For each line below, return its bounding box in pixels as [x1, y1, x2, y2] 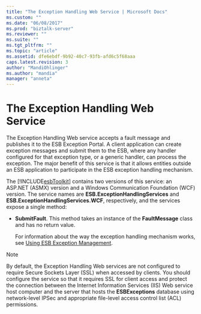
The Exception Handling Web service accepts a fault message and [6, 134, 171, 142]
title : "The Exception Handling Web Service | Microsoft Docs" [6, 8, 168, 15]
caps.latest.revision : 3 [6, 59, 68, 65]
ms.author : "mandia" [6, 70, 58, 76]
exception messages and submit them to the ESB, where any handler [6, 147, 176, 154]
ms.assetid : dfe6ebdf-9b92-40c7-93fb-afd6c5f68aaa [6, 53, 136, 59]
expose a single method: [6, 204, 67, 211]
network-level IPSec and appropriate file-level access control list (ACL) [6, 295, 182, 302]
